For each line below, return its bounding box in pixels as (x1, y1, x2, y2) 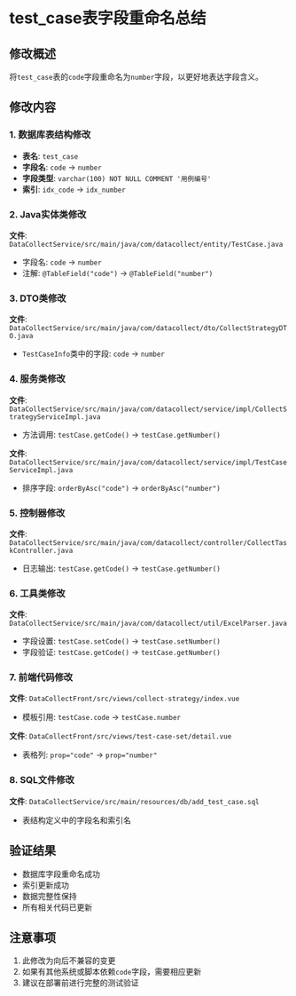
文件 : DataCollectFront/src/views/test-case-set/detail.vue (9, 731, 232, 741)
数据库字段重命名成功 (21, 868, 100, 879)
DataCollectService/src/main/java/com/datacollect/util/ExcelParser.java (9, 619, 288, 628)
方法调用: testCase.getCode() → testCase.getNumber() (21, 429, 222, 439)
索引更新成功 (21, 880, 69, 890)
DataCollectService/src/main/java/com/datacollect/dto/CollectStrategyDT (9, 324, 288, 333)
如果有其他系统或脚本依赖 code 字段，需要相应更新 (21, 967, 202, 977)
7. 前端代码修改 (9, 671, 74, 684)
